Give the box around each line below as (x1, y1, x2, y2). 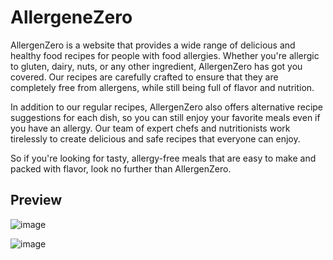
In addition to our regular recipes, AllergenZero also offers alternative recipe (10, 101, 324, 113)
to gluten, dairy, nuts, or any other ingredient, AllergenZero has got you (10, 60, 303, 72)
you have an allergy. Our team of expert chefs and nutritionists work (10, 122, 291, 134)
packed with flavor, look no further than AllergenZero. (10, 162, 232, 175)
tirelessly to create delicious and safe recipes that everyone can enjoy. (10, 132, 301, 145)
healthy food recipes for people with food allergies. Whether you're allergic (10, 49, 320, 61)
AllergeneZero (10, 6, 133, 29)
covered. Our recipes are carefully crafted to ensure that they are (10, 71, 279, 83)
